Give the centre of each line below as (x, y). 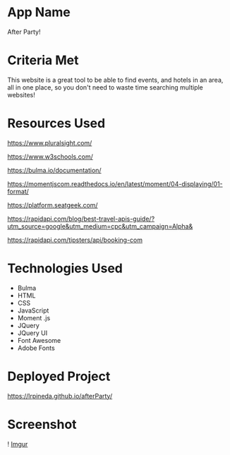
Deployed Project (59, 376)
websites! (21, 95)
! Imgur (18, 444)
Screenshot (42, 424)
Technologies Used (65, 268)
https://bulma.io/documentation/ (54, 170)
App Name (39, 12)
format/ (18, 191)
